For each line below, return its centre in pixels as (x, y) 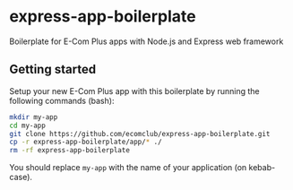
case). (21, 177)
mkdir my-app (34, 117)
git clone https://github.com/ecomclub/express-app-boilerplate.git (140, 134)
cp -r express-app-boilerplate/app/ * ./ (86, 142)
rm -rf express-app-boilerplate (69, 151)
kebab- (262, 168)
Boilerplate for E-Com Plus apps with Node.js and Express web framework (146, 41)
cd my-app (28, 125)
